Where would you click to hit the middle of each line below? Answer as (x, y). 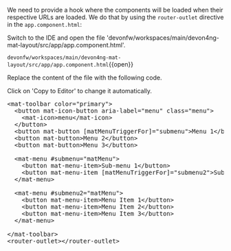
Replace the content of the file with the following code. (85, 77)
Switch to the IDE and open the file (56, 38)
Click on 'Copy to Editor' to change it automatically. (80, 91)
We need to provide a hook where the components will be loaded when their (115, 10)
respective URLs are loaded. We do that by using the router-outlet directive (115, 17)
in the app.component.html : (45, 24)
